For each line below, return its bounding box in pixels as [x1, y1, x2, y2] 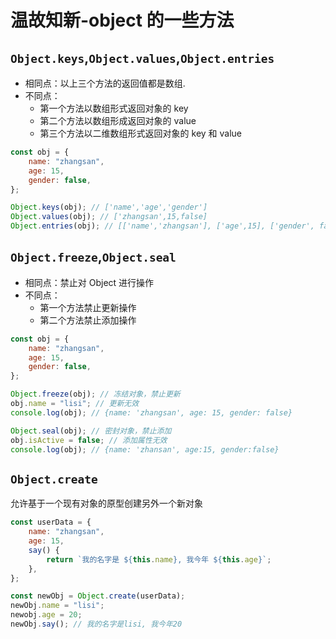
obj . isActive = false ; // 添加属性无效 [10, 435, 168, 445]
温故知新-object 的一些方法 [10, 9, 235, 32]
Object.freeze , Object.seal [10, 249, 177, 266]
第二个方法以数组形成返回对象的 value [39, 115, 197, 126]
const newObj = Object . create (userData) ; [10, 591, 186, 601]
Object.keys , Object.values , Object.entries [10, 49, 275, 66]
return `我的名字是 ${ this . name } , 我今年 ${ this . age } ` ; [46, 554, 272, 565]
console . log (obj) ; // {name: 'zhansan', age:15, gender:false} [10, 444, 280, 455]
